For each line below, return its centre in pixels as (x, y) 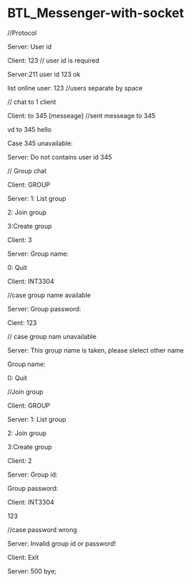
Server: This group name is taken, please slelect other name (95, 350)
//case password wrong (42, 529)
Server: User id (30, 46)
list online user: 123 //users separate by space (75, 88)
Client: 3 (20, 239)
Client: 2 (20, 460)
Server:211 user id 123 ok (44, 74)
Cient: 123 (22, 323)
